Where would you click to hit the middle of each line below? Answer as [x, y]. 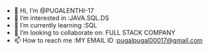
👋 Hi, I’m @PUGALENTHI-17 [54, 11]
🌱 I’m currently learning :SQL [55, 25]
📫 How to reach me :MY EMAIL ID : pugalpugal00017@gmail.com [108, 40]
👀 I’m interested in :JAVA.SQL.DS [61, 18]
